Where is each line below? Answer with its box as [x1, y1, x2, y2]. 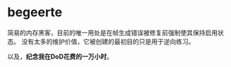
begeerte [7, 4, 62, 20]
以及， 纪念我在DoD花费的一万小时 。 [7, 52, 113, 61]
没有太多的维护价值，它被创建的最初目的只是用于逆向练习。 [20, 37, 195, 46]
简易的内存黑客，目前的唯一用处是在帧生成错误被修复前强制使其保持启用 [7, 28, 218, 37]
